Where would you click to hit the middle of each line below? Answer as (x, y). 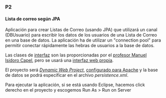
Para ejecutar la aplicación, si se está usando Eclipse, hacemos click (75, 85)
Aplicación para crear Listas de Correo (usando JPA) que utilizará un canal (81, 30)
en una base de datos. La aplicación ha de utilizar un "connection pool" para (83, 40)
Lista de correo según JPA (33, 19)
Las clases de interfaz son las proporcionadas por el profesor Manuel (76, 55)
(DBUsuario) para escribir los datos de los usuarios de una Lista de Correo (81, 35)
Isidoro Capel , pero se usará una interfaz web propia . (59, 60)
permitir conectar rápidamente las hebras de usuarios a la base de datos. (80, 46)
